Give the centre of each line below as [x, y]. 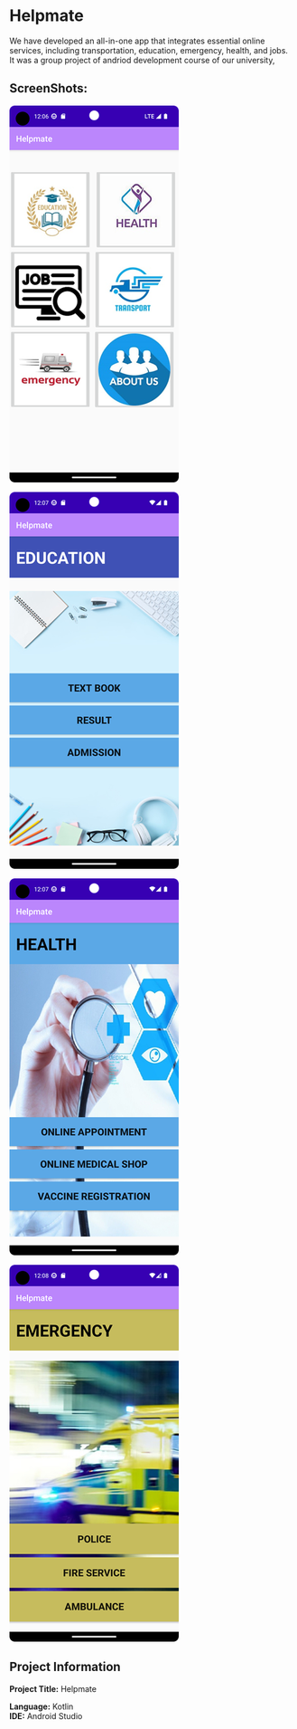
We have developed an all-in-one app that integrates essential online [137, 41]
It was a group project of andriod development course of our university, [142, 60]
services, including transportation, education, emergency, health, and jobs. [149, 50]
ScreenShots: [49, 88]
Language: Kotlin [42, 1706]
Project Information [65, 1667]
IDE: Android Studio [46, 1715]
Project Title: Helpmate [53, 1688]
